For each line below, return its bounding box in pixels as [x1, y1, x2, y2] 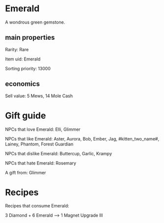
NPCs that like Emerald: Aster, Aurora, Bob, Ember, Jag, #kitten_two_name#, [5, 136, 160, 141]
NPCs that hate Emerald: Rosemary [5, 160, 77, 166]
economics [5, 80, 40, 88]
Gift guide [5, 110, 46, 121]
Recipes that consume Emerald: [5, 203, 70, 209]
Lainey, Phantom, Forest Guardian [5, 141, 74, 147]
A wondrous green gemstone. [5, 19, 65, 25]
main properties [5, 33, 55, 42]
